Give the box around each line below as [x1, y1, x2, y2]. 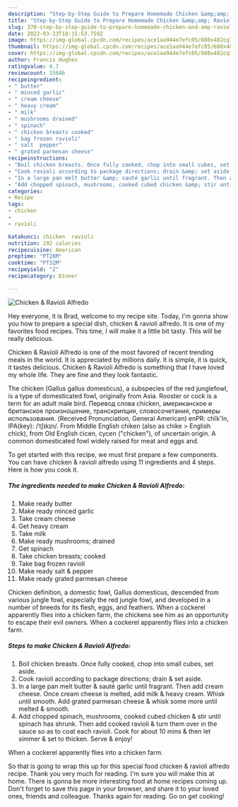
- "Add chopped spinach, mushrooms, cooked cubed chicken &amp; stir [8, 181, 218, 188]
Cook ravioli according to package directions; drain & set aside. [18, 674, 203, 683]
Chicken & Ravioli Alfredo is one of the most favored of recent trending [8, 347, 214, 357]
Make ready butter [18, 499, 73, 508]
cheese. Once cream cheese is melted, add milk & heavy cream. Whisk [18, 689, 225, 698]
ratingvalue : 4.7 [8, 63, 59, 70]
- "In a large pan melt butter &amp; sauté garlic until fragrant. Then [8, 174, 227, 181]
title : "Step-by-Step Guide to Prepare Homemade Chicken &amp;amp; [8, 17, 211, 24]
